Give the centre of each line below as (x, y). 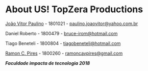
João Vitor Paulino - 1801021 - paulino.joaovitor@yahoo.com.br (72, 23)
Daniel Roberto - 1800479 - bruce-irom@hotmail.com (61, 33)
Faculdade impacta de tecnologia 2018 (48, 63)
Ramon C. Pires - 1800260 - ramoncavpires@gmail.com (64, 53)
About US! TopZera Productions (74, 9)
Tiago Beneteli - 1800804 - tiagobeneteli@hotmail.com (63, 43)
